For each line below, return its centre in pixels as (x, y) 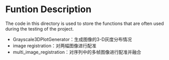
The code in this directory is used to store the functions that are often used (85, 23)
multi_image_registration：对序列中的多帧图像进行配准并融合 (77, 52)
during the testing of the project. (40, 28)
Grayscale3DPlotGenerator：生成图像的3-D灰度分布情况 (72, 39)
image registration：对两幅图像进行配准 (54, 46)
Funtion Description (48, 9)
